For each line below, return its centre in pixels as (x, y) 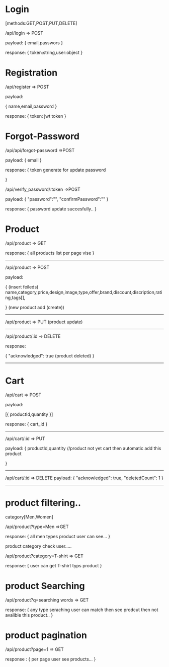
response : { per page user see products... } (51, 659)
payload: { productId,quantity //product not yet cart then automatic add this (83, 448)
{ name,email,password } (31, 106)
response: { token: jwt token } (36, 116)
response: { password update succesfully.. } (51, 209)
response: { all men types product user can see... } (58, 536)
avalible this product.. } (29, 615)
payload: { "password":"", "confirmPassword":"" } (57, 199)
